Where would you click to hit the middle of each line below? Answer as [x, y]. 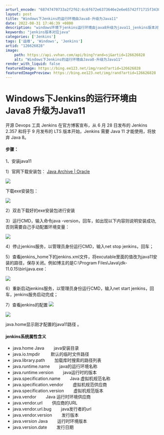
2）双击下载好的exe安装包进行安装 [40, 210]
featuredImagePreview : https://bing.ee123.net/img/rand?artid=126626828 [81, 73]
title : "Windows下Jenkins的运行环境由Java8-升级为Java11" [62, 19]
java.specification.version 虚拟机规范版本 [58, 391]
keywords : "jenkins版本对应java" [38, 32]
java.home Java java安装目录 [46, 348]
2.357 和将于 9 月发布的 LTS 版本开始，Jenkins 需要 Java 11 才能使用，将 [79, 131]
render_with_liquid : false [33, 64]
